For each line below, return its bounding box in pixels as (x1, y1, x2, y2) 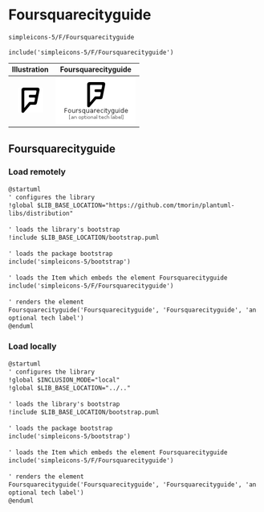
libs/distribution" (8, 209, 74, 217)
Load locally (8, 341, 57, 352)
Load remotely (8, 166, 67, 177)
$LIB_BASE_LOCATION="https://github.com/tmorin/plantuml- (37, 201, 235, 209)
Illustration (11, 64, 50, 74)
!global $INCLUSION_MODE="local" (8, 376, 120, 384)
